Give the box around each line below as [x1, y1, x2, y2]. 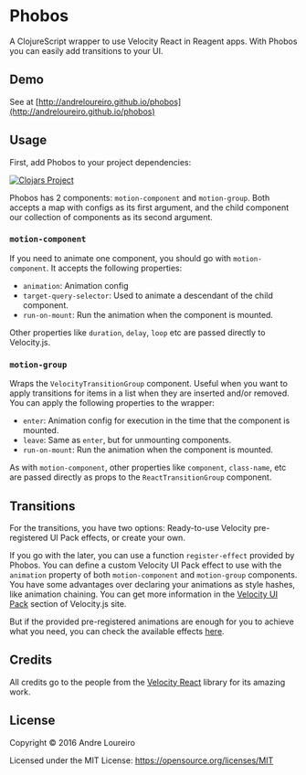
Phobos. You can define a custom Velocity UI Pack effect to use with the [9, 559, 282, 570]
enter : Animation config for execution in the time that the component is [22, 415, 290, 426]
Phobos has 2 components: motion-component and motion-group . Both [9, 192, 270, 203]
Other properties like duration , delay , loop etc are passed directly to [9, 326, 266, 338]
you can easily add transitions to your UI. [9, 45, 164, 56]
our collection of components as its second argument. [9, 211, 213, 222]
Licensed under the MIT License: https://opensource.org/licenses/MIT [9, 755, 274, 766]
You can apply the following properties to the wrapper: [9, 398, 215, 409]
